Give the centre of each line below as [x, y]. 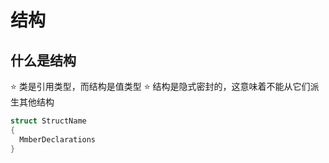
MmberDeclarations [58, 139]
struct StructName [48, 121]
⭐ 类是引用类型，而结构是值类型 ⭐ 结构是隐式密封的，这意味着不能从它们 [160, 86]
